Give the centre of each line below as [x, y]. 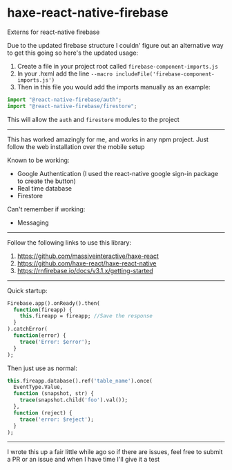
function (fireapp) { [43, 310]
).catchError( [28, 329]
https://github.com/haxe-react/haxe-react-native [87, 263]
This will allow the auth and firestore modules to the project [93, 119]
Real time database [45, 188]
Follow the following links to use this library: [69, 242]
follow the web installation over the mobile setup [76, 146]
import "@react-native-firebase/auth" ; [65, 99]
